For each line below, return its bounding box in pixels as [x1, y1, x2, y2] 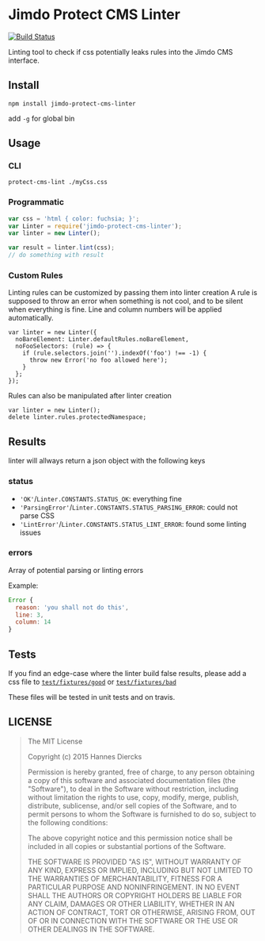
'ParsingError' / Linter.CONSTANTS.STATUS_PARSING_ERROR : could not [19, 502, 238, 512]
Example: [8, 581, 39, 590]
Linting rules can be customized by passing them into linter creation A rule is [8, 288, 258, 298]
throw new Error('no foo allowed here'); [28, 356, 168, 364]
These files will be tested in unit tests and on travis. [8, 693, 176, 701]
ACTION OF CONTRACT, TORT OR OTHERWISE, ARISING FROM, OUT [27, 907, 256, 917]
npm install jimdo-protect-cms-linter [8, 99, 136, 108]
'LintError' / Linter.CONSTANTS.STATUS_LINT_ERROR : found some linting [19, 519, 247, 528]
